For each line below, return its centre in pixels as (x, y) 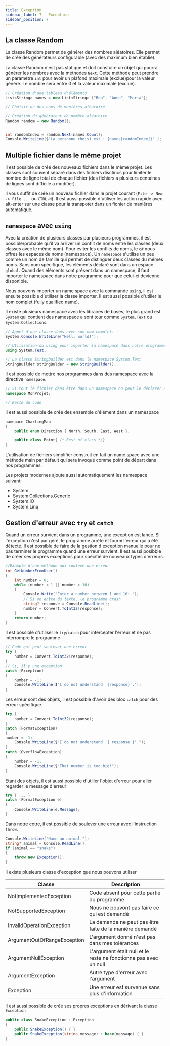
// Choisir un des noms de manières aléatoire (55, 107)
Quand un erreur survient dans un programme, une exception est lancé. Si (82, 535)
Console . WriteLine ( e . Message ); (47, 810)
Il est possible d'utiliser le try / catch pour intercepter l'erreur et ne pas (78, 632)
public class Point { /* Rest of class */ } (60, 440)
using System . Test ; (26, 350)
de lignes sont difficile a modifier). (41, 184)
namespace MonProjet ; (28, 394)
